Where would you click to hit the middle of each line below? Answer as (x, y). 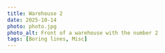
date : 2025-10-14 (32, 20)
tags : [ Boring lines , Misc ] (47, 39)
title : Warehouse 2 (35, 13)
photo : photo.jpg (32, 26)
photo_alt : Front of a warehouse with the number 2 (82, 33)
